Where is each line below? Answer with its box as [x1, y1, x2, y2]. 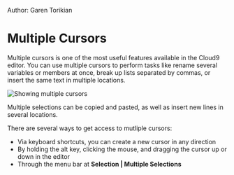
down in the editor [17, 152, 70, 160]
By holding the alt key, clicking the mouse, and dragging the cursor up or [17, 145, 227, 153]
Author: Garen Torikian [7, 6, 73, 14]
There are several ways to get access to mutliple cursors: [7, 124, 173, 132]
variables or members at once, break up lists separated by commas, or [7, 68, 211, 76]
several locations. [7, 110, 58, 118]
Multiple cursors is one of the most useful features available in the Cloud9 [7, 53, 220, 62]
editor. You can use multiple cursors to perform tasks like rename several [7, 61, 218, 69]
